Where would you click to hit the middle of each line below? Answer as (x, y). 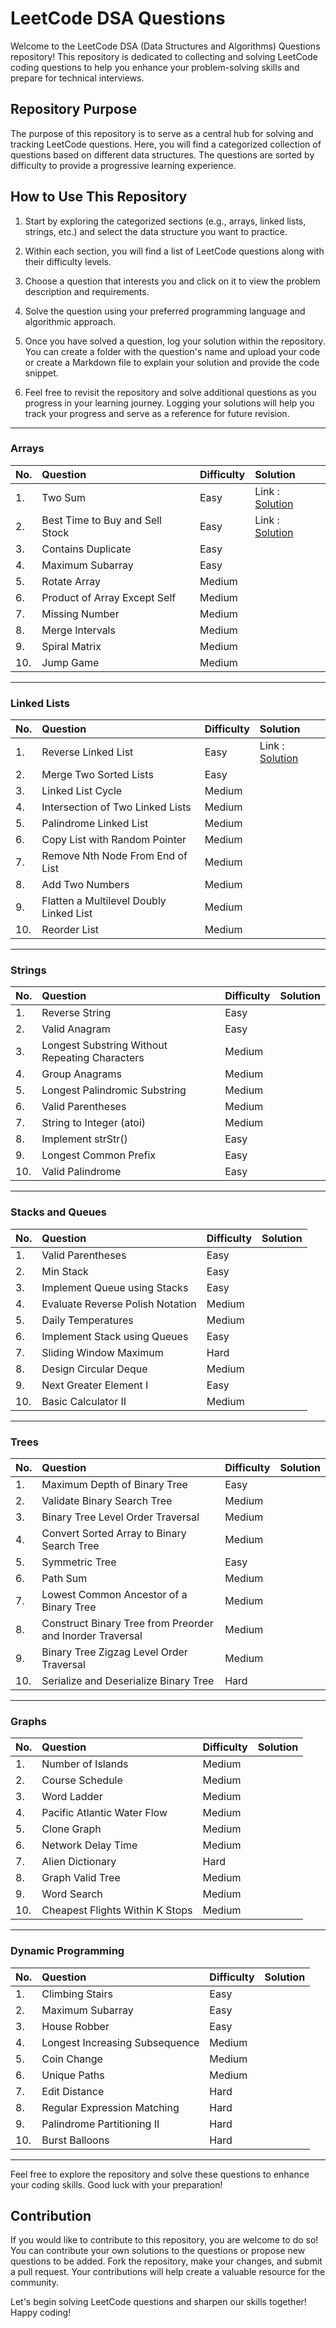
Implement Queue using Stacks (115, 1287)
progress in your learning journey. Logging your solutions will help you (169, 403)
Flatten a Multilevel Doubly (104, 901)
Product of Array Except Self (109, 597)
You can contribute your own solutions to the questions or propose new (158, 2251)
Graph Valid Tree (81, 1878)
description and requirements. (87, 291)
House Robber (75, 2026)
